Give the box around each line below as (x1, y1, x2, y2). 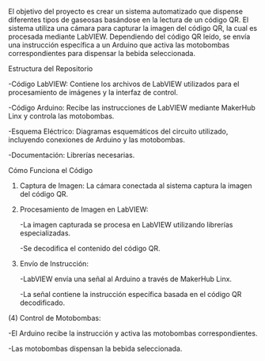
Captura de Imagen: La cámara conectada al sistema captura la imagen (19, 181, 252, 190)
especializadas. (19, 228, 71, 238)
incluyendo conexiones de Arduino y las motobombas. (8, 135, 186, 145)
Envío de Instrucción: (19, 259, 89, 268)
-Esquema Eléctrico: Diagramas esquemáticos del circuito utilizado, (8, 126, 229, 136)
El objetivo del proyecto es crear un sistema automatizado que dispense (8, 7, 244, 16)
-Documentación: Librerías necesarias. (8, 150, 135, 160)
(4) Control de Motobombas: (8, 314, 101, 322)
